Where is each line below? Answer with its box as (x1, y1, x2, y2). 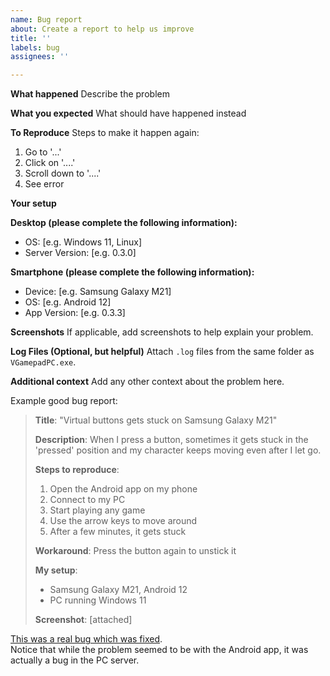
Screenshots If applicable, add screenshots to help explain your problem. (10, 326, 314, 338)
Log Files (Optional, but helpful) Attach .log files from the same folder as (10, 346, 315, 358)
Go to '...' (24, 146, 62, 158)
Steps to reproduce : (34, 464, 120, 476)
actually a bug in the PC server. (10, 654, 140, 666)
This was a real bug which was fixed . (10, 633, 163, 645)
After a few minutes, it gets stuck (49, 526, 187, 538)
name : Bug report (10, 14, 83, 25)
